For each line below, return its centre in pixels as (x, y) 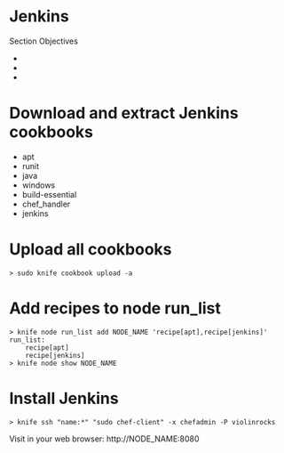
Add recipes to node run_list (115, 308)
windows (39, 185)
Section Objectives (43, 41)
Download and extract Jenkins (124, 113)
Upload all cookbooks (91, 250)
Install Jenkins (64, 398)
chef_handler (46, 204)
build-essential (49, 194)
